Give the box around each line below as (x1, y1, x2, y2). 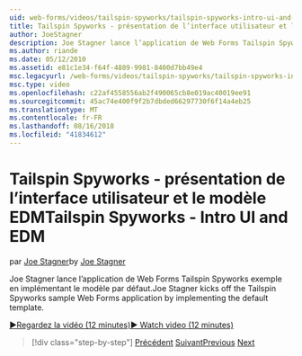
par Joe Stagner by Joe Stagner (9, 255, 126, 266)
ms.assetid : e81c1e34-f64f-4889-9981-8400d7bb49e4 (9, 64, 203, 73)
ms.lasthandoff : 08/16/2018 (9, 122, 115, 131)
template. (9, 302, 45, 313)
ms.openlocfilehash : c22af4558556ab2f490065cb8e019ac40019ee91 (9, 88, 252, 97)
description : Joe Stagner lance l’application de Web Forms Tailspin (9, 38, 276, 48)
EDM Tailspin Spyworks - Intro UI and (9, 208, 289, 227)
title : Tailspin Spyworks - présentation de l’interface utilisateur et (9, 22, 288, 31)
